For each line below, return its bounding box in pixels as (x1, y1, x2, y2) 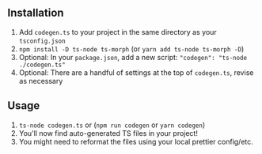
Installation (7, 6, 64, 20)
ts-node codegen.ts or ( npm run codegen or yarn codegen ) (18, 120, 206, 130)
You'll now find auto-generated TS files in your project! (18, 128, 199, 137)
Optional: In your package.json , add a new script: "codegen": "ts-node (18, 52, 247, 62)
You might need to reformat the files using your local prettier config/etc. (18, 137, 254, 146)
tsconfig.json (18, 37, 66, 45)
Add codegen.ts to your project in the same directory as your (18, 27, 217, 36)
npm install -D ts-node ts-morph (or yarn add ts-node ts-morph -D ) (18, 43, 245, 54)
